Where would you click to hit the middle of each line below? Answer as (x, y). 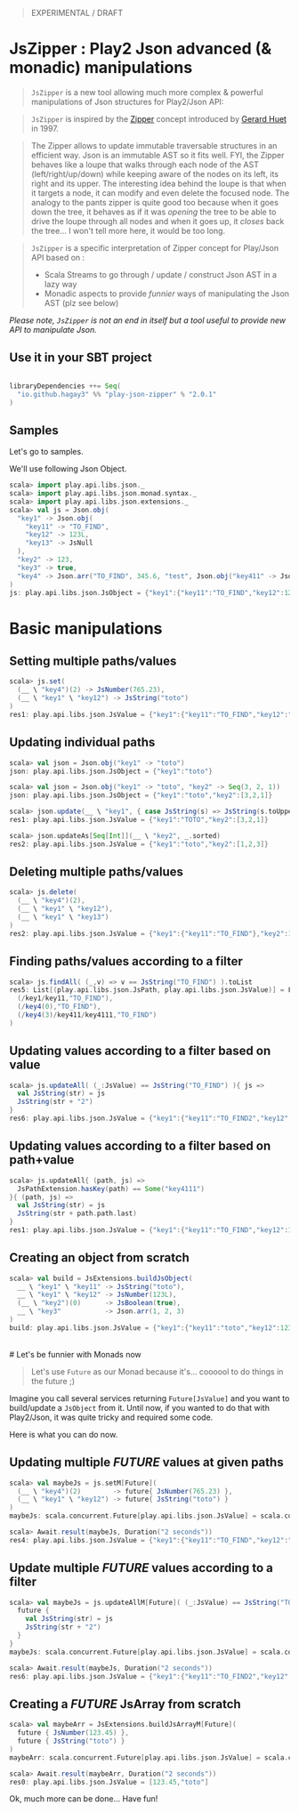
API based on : (58, 257)
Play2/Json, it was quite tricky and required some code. (111, 1417)
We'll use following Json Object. (68, 469)
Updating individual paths (82, 742)
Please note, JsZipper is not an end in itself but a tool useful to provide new (148, 320)
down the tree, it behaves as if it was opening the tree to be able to (154, 212)
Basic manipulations (86, 629)
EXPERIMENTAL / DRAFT (77, 13)
